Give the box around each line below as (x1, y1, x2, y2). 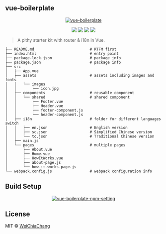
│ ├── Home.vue (5, 151, 50, 156)
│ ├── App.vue (5, 68, 39, 74)
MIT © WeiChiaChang (5, 223, 50, 229)
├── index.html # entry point (5, 51, 119, 56)
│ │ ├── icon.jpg (5, 86, 59, 91)
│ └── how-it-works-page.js (5, 164, 77, 169)
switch (5, 120, 19, 126)
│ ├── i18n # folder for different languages (5, 117, 162, 121)
